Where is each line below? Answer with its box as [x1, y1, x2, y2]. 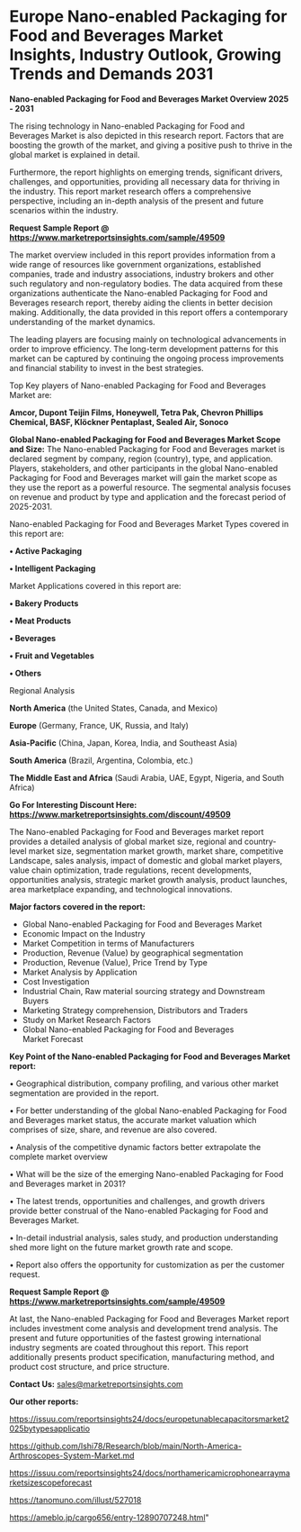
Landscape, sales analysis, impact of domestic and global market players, [9, 855, 283, 866]
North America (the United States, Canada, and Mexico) [9, 703, 218, 713]
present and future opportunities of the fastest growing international [9, 1332, 261, 1343]
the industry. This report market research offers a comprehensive [9, 186, 252, 196]
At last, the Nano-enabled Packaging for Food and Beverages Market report [9, 1313, 289, 1324]
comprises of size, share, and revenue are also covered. [9, 1124, 217, 1135]
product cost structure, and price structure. [9, 1361, 170, 1372]
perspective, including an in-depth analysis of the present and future [9, 195, 264, 206]
